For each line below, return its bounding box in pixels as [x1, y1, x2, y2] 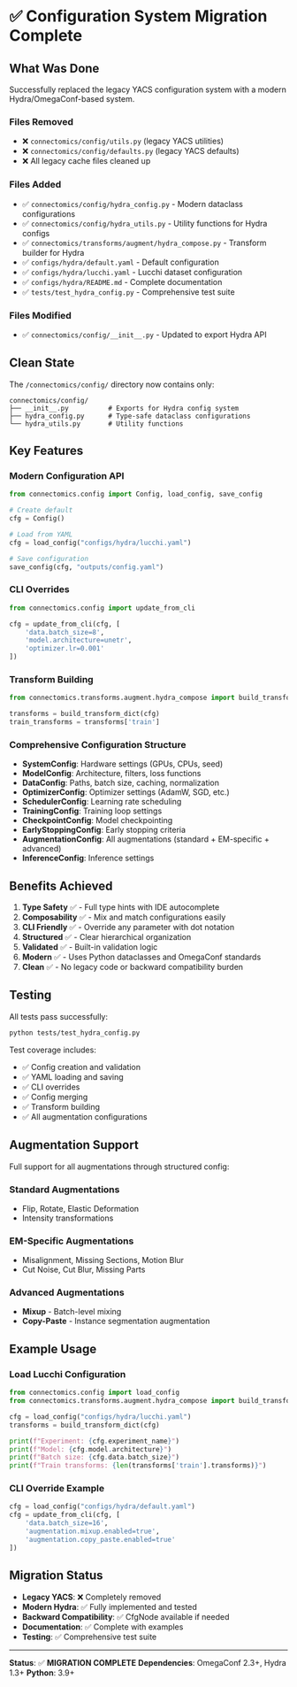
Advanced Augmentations [9, 1286, 126, 1298]
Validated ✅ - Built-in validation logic [21, 942, 158, 952]
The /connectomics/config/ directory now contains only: [9, 379, 215, 389]
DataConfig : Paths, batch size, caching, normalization [21, 777, 219, 789]
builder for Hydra [21, 247, 85, 258]
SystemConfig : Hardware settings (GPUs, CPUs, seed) [21, 759, 224, 769]
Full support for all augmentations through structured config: [9, 1161, 230, 1172]
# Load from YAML [9, 530, 73, 539]
